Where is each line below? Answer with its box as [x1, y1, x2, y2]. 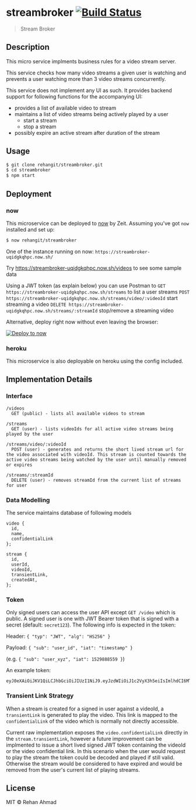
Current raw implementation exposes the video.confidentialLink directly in [6, 729, 188, 736]
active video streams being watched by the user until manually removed [6, 457, 187, 462]
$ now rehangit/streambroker [6, 237, 77, 243]
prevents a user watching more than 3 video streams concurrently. [6, 75, 166, 82]
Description [6, 42, 50, 52]
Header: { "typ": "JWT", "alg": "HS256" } [6, 633, 111, 640]
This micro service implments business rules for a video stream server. [6, 57, 176, 64]
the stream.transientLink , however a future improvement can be [6, 735, 162, 742]
